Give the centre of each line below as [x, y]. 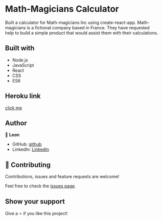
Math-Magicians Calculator [62, 9]
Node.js [20, 60]
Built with [20, 48]
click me [13, 108]
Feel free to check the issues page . [40, 186]
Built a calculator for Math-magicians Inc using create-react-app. [70, 22]
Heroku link [23, 96]
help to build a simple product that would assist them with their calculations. [81, 33]
